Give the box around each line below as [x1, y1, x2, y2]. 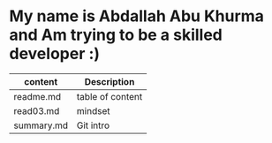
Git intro [76, 119, 110, 132]
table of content [76, 90, 143, 102]
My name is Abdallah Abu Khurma [9, 6, 265, 26]
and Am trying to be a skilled [9, 25, 223, 45]
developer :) [9, 44, 100, 64]
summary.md [13, 119, 69, 132]
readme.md [13, 90, 62, 102]
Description [84, 75, 135, 87]
